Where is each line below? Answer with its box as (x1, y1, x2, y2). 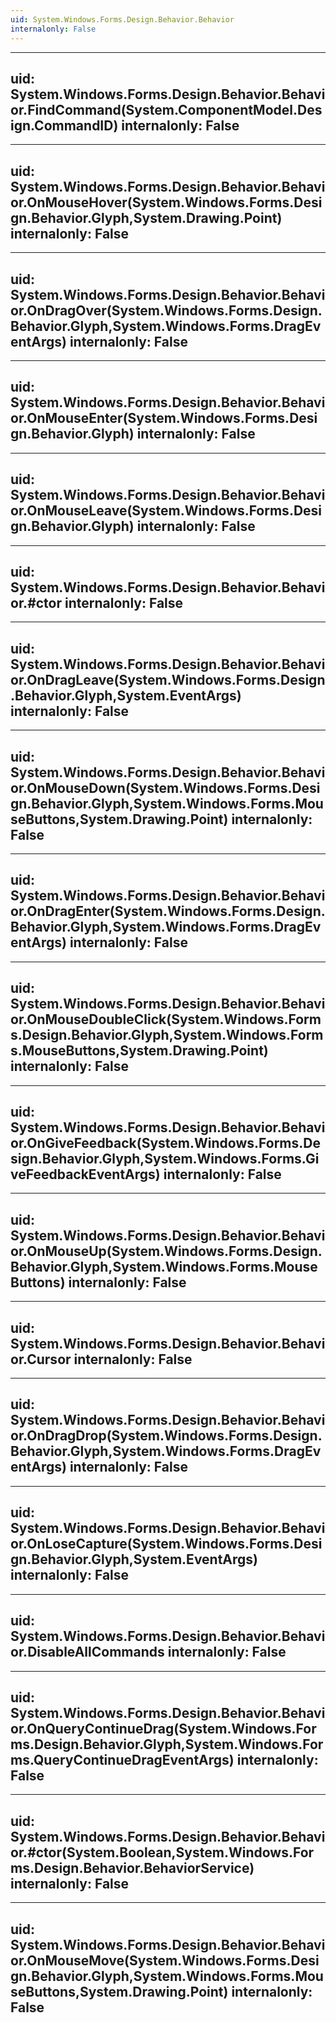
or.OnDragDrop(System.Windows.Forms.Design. (10, 1427, 323, 1445)
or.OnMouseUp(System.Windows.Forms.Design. (10, 1242, 323, 1260)
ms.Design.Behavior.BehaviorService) (10, 1859, 255, 1876)
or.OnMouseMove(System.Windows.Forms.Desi (10, 1952, 320, 1969)
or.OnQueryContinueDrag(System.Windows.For (10, 1720, 317, 1737)
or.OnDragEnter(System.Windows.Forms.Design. (10, 903, 326, 920)
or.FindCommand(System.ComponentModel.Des (10, 101, 323, 118)
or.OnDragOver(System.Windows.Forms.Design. (10, 302, 323, 319)
